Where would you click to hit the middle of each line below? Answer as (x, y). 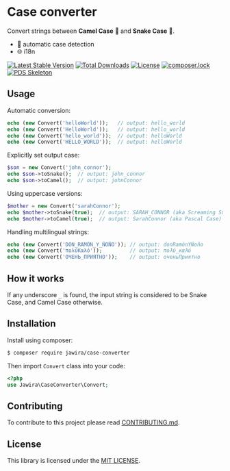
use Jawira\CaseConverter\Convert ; (58, 385)
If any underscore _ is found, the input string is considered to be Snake (107, 294)
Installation (31, 323)
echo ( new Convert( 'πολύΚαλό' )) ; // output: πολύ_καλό (99, 251)
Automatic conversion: (39, 110)
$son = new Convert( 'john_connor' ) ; (59, 168)
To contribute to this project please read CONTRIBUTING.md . (93, 422)
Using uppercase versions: (45, 193)
